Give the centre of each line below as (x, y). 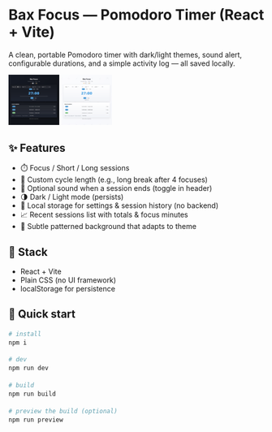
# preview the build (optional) (63, 411)
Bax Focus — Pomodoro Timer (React (136, 15)
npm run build (32, 394)
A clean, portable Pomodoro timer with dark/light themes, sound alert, (125, 54)
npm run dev (28, 368)
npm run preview (36, 420)
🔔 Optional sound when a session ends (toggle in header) (116, 188)
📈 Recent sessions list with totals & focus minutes (104, 215)
